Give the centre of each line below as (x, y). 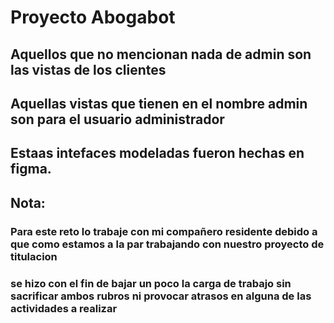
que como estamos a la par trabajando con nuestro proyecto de (167, 244)
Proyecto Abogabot (93, 17)
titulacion (34, 256)
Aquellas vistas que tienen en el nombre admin (159, 103)
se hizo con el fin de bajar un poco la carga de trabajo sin (151, 283)
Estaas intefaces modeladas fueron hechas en (157, 153)
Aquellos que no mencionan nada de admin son (161, 54)
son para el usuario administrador (117, 119)
